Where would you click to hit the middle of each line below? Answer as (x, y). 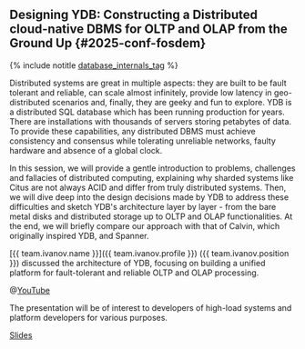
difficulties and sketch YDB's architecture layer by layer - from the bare (143, 206)
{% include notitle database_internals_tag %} (94, 65)
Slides (21, 334)
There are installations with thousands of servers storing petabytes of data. (151, 121)
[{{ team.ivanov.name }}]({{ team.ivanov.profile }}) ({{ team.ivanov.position (149, 253)
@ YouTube (30, 290)
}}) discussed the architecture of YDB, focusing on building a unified (137, 263)
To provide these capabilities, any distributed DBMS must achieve (133, 131)
